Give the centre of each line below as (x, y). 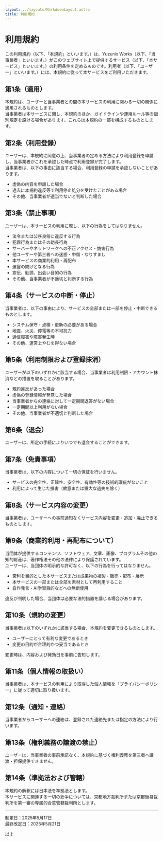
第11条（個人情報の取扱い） (46, 671)
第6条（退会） (26, 430)
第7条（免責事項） (33, 459)
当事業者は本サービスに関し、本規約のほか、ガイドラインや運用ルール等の (79, 114)
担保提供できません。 (35, 761)
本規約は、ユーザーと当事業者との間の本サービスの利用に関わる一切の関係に (81, 102)
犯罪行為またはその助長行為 (40, 242)
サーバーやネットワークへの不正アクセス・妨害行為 (63, 248)
